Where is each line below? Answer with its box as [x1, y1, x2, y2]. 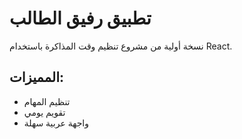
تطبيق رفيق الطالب [9, 7, 152, 30]
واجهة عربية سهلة [23, 117, 89, 129]
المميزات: [9, 69, 65, 86]
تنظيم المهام [23, 95, 71, 107]
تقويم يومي [23, 106, 66, 118]
